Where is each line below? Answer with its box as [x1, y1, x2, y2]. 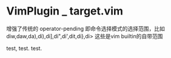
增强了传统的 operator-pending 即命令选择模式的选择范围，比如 [6, 25, 165, 32]
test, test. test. [6, 44, 42, 52]
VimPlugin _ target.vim [6, 4, 123, 18]
